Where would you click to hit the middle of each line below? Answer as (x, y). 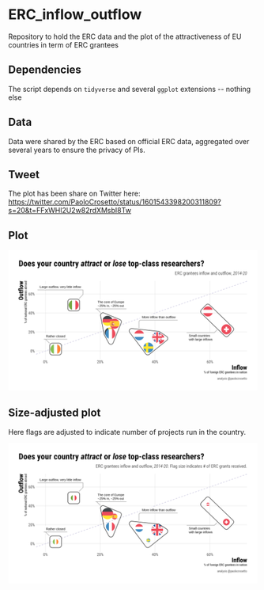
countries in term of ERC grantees (63, 44)
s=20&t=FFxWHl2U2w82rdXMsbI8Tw (70, 211)
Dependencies (45, 70)
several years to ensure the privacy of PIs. (77, 150)
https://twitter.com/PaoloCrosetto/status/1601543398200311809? (115, 202)
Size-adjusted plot (55, 413)
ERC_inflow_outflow (75, 15)
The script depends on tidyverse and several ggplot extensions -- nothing (130, 89)
